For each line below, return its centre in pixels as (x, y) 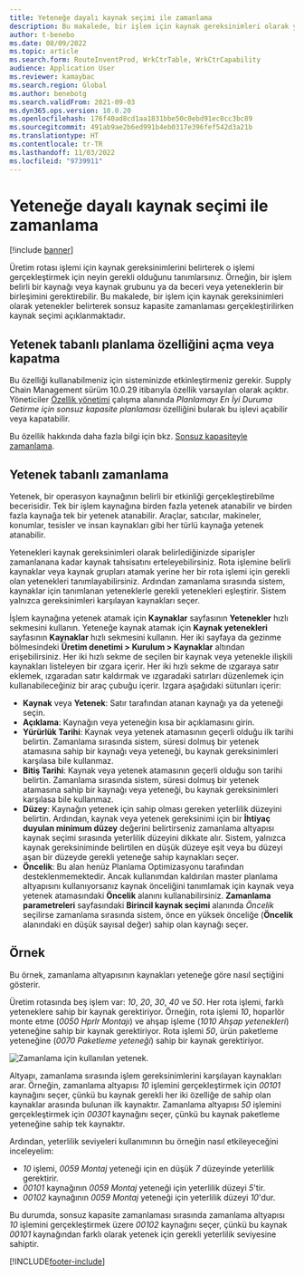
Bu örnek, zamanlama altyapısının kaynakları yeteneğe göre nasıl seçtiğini (147, 974)
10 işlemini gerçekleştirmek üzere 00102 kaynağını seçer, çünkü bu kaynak (148, 1224)
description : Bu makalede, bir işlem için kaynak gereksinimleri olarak (149, 26)
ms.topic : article (44, 52)
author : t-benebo (42, 34)
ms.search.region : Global (58, 85)
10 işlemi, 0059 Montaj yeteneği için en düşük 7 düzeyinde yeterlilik (148, 1168)
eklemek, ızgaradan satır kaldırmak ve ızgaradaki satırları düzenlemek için (147, 676)
